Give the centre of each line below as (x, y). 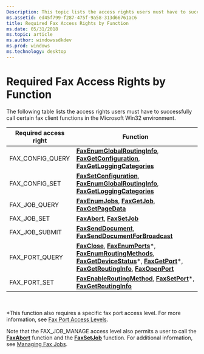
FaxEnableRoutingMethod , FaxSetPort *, (135, 279)
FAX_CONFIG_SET (35, 183)
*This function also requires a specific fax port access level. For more (93, 313)
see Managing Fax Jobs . (37, 344)
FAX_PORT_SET (32, 282)
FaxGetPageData (101, 209)
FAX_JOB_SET (30, 218)
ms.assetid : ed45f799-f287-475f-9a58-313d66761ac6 (72, 18)
